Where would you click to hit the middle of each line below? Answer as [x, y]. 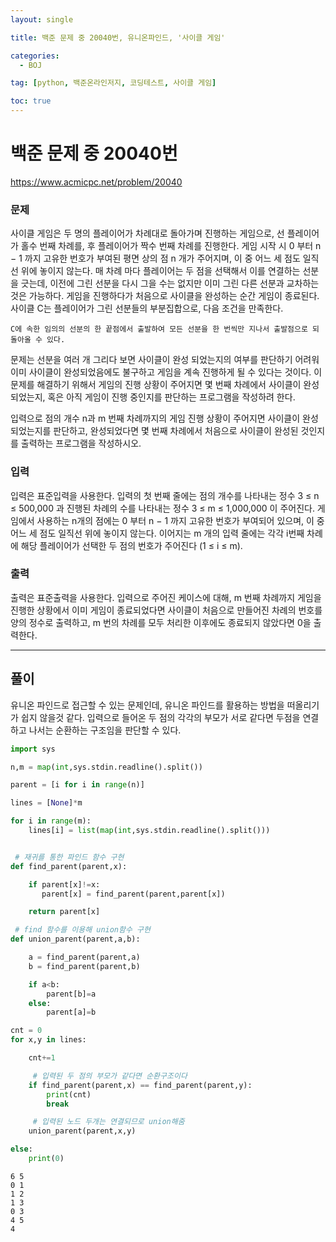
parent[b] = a [71, 994]
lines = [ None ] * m [46, 803]
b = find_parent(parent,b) [84, 966]
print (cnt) [69, 1094]
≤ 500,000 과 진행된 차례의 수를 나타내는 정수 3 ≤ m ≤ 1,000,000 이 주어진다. [162, 508]
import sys [33, 749]
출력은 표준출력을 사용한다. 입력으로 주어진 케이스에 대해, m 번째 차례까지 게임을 [166, 597]
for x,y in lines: [48, 1040]
